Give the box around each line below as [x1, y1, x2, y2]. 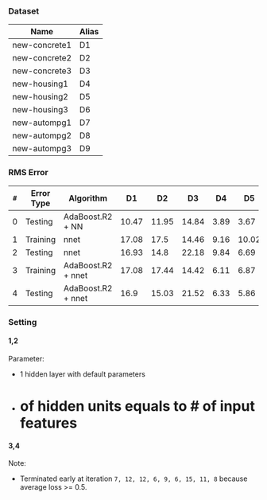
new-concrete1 [12, 40, 72, 51]
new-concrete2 [12, 53, 72, 64]
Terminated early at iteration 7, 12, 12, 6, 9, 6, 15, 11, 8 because [19, 474, 248, 483]
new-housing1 [12, 78, 69, 89]
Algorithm [68, 193, 108, 204]
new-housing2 [12, 92, 69, 103]
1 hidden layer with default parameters [19, 369, 145, 379]
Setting [8, 316, 37, 327]
